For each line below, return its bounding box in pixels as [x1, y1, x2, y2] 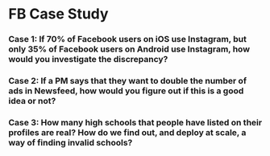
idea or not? [8, 96, 56, 107]
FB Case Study [8, 5, 109, 23]
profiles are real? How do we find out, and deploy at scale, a [8, 126, 247, 138]
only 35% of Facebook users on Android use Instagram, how [8, 43, 251, 55]
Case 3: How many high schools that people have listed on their [8, 117, 263, 128]
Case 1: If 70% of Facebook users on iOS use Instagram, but [8, 34, 247, 45]
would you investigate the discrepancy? [8, 54, 168, 65]
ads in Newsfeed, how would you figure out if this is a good [8, 85, 244, 96]
